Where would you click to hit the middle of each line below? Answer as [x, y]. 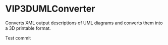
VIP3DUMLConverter [50, 9]
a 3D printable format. [28, 28]
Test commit [18, 38]
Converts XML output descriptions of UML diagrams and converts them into [84, 23]
